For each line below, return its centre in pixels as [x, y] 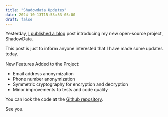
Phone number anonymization [44, 79]
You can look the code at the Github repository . [54, 99]
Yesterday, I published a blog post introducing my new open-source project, [84, 34]
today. [12, 54]
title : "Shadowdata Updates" [36, 10]
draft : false [19, 19]
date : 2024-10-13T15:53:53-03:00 [40, 15]
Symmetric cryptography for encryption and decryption [70, 84]
